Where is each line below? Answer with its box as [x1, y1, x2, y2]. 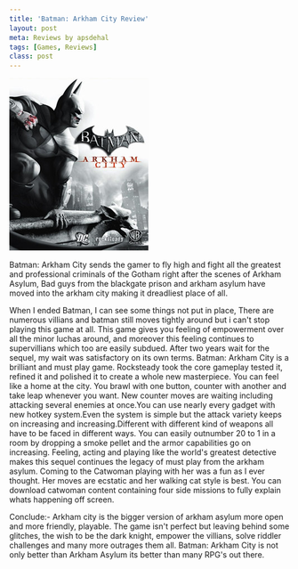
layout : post [9, 23, 58, 33]
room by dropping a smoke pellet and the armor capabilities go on [9, 437, 252, 449]
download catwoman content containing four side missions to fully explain [9, 485, 282, 496]
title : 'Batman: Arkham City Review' [9, 14, 149, 23]
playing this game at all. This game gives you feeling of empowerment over [9, 324, 285, 335]
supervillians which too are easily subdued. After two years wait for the [9, 343, 270, 354]
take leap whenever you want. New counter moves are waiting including [9, 390, 274, 401]
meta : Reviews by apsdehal [9, 33, 109, 42]
